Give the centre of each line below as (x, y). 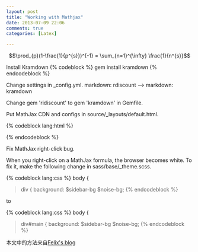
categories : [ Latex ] (32, 34)
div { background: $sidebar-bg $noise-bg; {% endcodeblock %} (99, 190)
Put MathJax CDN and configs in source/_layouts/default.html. (82, 114)
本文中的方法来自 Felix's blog (41, 243)
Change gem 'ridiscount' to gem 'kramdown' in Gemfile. (75, 103)
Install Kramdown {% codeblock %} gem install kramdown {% (82, 67)
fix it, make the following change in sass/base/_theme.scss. (79, 167)
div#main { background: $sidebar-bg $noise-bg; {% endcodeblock (103, 224)
